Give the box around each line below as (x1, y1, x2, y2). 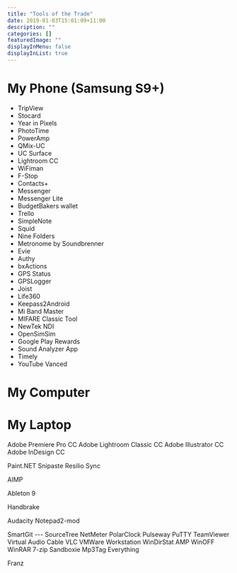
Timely (17, 352, 37, 361)
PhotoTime (17, 126, 50, 135)
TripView (17, 103, 44, 112)
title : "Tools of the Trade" (7, 10, 93, 18)
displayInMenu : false (7, 43, 71, 50)
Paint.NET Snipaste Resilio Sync (7, 461, 101, 470)
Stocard (17, 111, 41, 120)
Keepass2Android (17, 299, 70, 308)
